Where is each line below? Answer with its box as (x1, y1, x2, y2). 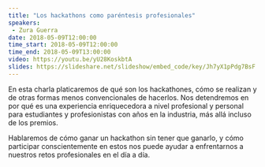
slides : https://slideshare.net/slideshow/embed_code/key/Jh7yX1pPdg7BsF (8, 63, 256, 71)
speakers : (8, 19, 41, 27)
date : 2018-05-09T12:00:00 (8, 33, 97, 42)
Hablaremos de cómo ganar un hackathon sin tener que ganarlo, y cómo (8, 133, 244, 143)
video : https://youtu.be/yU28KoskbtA (8, 56, 132, 64)
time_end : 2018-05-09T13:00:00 (8, 48, 111, 56)
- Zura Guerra (11, 26, 58, 34)
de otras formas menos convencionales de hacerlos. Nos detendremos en (8, 92, 249, 102)
